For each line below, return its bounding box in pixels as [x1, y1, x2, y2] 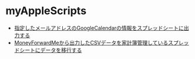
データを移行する [40, 46, 82, 54]
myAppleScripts [5, 4, 87, 18]
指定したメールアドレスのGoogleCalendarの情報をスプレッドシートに [14, 24, 184, 31]
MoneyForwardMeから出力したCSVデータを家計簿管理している [14, 39, 168, 46]
